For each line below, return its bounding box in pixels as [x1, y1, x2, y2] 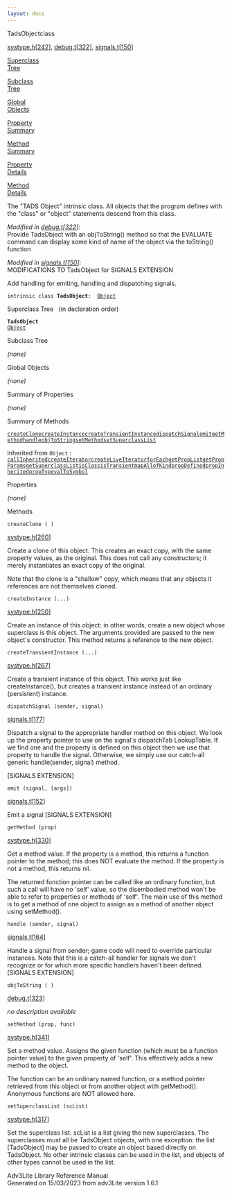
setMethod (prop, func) [7, 1021, 76, 1028]
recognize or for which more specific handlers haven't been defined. [7, 961, 203, 969]
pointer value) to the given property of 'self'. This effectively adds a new [7, 1054, 213, 1062]
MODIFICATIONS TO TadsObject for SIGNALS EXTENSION [7, 265, 174, 274]
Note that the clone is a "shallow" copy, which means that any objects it [7, 574, 212, 583]
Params [7, 462, 26, 469]
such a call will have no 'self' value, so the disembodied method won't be [7, 885, 216, 893]
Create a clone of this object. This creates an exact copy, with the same [7, 546, 212, 555]
